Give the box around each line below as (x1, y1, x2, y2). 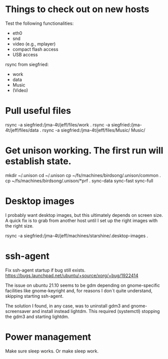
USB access (12, 52, 38, 58)
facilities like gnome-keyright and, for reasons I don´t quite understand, (5, 287, 152, 294)
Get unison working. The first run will (5, 145, 163, 156)
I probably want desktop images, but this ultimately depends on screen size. (5, 212, 163, 218)
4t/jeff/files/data (5, 127, 39, 133)
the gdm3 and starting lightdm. (5, 313, 69, 320)
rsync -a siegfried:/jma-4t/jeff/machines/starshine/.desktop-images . (5, 233, 148, 239)
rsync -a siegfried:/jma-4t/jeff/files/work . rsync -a (5, 121, 111, 127)
